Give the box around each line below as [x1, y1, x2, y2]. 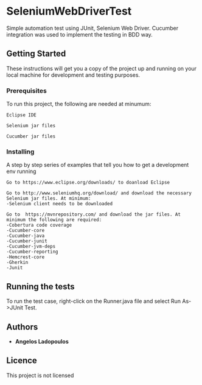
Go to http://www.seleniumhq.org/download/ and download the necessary [6, 190, 192, 196]
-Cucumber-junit [6, 238, 47, 244]
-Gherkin [6, 260, 29, 266]
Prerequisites [6, 87, 47, 95]
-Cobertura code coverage [6, 222, 72, 228]
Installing [6, 147, 35, 156]
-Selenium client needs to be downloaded [6, 201, 113, 207]
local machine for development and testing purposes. [6, 71, 141, 79]
